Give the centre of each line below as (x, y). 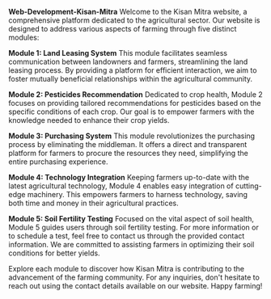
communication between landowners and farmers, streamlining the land (128, 61)
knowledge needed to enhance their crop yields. (89, 120)
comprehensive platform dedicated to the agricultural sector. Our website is (134, 20)
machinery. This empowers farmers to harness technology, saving (138, 194)
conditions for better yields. (54, 253)
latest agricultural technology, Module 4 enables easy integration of (121, 186)
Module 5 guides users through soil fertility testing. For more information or (133, 227)
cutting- (249, 186)
